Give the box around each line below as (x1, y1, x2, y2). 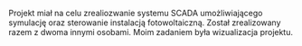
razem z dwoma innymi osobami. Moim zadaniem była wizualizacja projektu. (8, 27, 294, 37)
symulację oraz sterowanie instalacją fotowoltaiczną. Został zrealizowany (8, 17, 281, 28)
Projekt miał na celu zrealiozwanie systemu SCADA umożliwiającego (8, 8, 263, 18)
